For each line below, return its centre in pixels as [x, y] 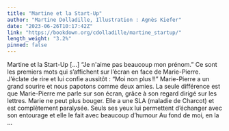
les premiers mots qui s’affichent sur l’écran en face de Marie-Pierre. [104, 72]
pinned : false [27, 45]
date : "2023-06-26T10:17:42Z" [50, 26]
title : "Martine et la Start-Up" [55, 13]
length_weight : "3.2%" [39, 39]
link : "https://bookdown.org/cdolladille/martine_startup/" [95, 32]
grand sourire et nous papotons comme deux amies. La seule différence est [114, 86]
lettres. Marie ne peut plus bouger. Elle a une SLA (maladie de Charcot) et [111, 101]
